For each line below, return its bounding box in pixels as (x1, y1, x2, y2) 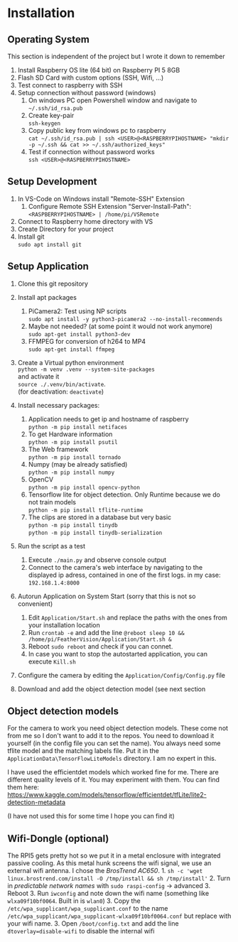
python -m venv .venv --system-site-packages (17, 366, 155, 373)
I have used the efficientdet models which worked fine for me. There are (7, 768, 219, 776)
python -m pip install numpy (28, 469, 115, 476)
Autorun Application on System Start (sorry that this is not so (17, 592, 196, 600)
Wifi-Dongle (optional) (7, 833, 109, 845)
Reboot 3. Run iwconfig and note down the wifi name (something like (7, 889, 210, 898)
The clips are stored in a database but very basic (28, 513, 172, 521)
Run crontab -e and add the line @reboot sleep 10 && (28, 628, 185, 637)
